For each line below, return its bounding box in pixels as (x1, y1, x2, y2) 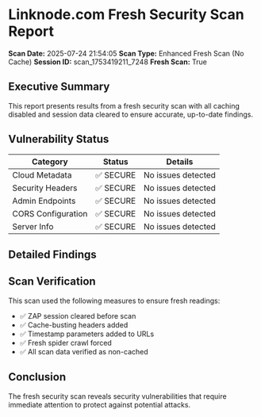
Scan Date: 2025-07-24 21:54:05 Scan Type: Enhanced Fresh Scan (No (8, 48, 244, 58)
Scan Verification (8, 275, 97, 289)
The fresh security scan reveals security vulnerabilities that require (8, 391, 228, 401)
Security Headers (12, 182, 78, 193)
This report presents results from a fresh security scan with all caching (8, 101, 240, 110)
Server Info (12, 220, 54, 231)
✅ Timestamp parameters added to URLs (19, 329, 155, 339)
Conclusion (8, 370, 67, 384)
